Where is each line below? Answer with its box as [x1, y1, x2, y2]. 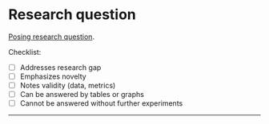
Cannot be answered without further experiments [19, 99, 183, 108]
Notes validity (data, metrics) [19, 81, 116, 91]
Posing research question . [8, 32, 94, 41]
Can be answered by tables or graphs [19, 90, 144, 99]
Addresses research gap [19, 62, 102, 72]
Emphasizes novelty [19, 72, 86, 81]
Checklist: [8, 47, 42, 56]
